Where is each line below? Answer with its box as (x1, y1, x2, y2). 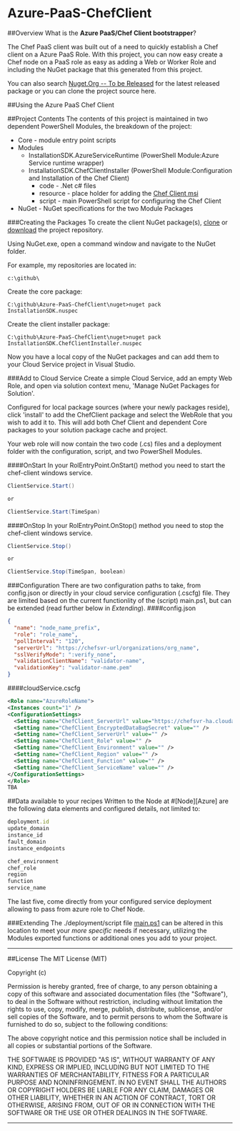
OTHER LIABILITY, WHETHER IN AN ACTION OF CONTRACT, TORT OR (7, 1093, 216, 1102)
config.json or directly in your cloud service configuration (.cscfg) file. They (7, 589, 230, 597)
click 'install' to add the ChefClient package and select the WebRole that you (7, 410, 233, 419)
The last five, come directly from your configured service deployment (7, 897, 212, 906)
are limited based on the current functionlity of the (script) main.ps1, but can (7, 597, 232, 605)
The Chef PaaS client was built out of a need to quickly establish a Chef (7, 42, 219, 51)
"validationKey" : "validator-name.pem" (14, 664, 133, 672)
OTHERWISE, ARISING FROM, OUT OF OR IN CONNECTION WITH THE (7, 1101, 216, 1110)
